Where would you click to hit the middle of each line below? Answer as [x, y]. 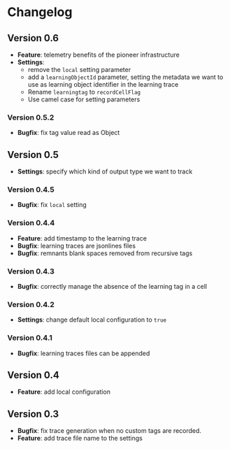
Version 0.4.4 [31, 223]
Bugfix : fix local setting [52, 205]
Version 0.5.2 [31, 117]
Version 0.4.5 [31, 190]
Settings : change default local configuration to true [92, 320]
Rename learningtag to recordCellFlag [84, 92]
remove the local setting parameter [79, 70]
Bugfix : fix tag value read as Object [69, 133]
